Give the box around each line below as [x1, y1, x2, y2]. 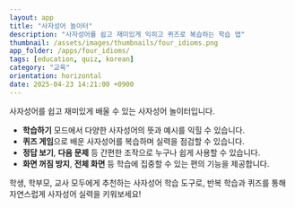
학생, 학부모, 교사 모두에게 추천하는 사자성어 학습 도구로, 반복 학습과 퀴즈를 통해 [9, 177, 287, 188]
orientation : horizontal [9, 72, 102, 81]
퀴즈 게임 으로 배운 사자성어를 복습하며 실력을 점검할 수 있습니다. [22, 135, 245, 146]
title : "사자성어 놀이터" [9, 22, 93, 30]
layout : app [9, 13, 54, 22]
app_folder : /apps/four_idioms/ [9, 47, 130, 56]
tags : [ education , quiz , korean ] [9, 55, 134, 64]
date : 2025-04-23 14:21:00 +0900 [9, 80, 134, 89]
